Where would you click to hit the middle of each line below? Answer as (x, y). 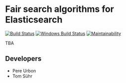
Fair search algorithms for (60, 9)
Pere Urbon (24, 71)
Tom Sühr (22, 76)
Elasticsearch (34, 20)
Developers (23, 59)
